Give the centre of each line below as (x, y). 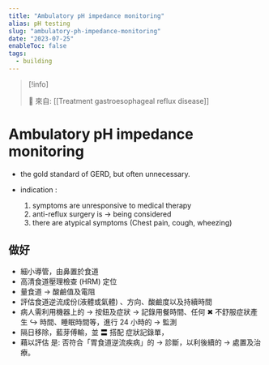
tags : (17, 54)
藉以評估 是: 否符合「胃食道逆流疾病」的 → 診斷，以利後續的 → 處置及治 (141, 342)
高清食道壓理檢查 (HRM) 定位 (68, 281)
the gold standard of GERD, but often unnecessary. (105, 174)
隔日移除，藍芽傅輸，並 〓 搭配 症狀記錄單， (94, 332)
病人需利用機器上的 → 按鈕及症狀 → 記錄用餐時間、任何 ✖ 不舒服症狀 (135, 311)
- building (34, 62)
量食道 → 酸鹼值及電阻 (58, 291)
